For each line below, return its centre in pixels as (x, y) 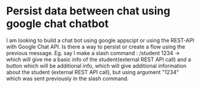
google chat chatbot (57, 24)
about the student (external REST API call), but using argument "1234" (93, 72)
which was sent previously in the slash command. (67, 78)
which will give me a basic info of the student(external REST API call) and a (99, 59)
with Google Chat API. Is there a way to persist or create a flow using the (96, 47)
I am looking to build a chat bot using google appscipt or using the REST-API (100, 40)
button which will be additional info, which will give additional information (96, 66)
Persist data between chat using (88, 11)
